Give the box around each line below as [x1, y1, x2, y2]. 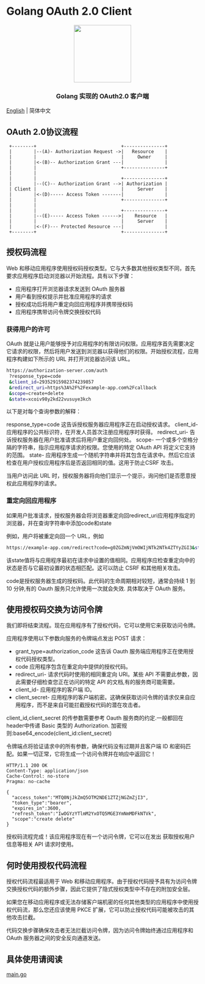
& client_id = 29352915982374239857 [9, 378, 95, 385]
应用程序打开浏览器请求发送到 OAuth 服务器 [15, 285, 125, 292]
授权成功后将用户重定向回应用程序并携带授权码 [15, 300, 133, 307]
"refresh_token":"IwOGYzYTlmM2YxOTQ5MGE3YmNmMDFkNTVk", [12, 811, 157, 817]
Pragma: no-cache [6, 779, 51, 785]
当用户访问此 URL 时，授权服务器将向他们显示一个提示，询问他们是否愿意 [6, 472, 191, 479]
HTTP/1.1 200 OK [6, 762, 48, 769]
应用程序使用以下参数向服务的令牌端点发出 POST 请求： [6, 635, 147, 642]
